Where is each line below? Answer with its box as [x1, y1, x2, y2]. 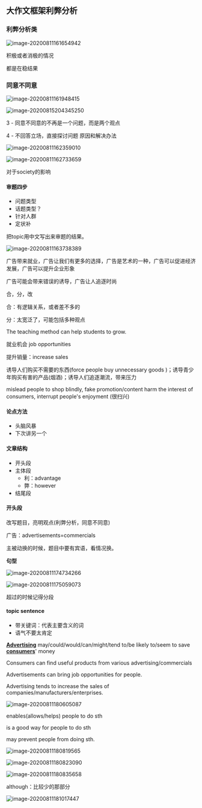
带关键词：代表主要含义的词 [14, 622, 84, 629]
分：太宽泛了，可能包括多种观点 [6, 316, 85, 323]
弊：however [23, 482, 57, 489]
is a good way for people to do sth [6, 724, 91, 731]
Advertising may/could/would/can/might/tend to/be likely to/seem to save [6, 641, 191, 648]
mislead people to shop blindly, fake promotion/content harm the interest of [6, 386, 194, 393]
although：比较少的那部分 [6, 783, 70, 790]
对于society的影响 [6, 168, 51, 175]
